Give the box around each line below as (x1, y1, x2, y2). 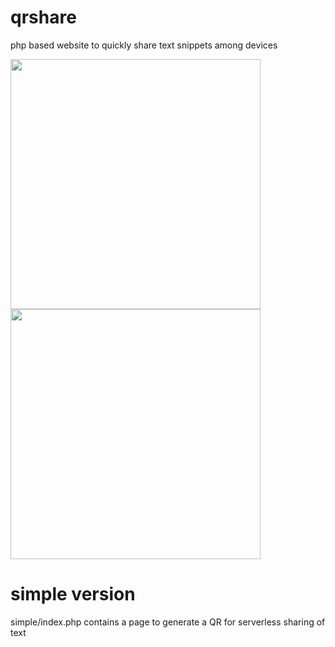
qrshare (10, 6, 77, 29)
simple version (10, 583, 136, 606)
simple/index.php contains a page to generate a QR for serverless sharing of (10, 616, 326, 628)
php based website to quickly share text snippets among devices (10, 39, 278, 51)
